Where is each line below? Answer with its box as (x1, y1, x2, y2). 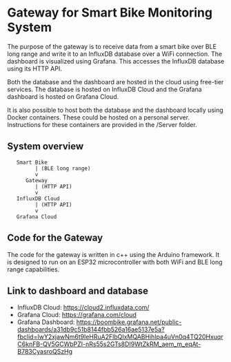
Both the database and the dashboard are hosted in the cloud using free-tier (7, 77, 224, 86)
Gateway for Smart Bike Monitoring (7, 5, 212, 21)
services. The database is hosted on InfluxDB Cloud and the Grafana (7, 85, 202, 93)
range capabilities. (7, 265, 60, 274)
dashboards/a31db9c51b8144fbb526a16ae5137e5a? (17, 325, 165, 334)
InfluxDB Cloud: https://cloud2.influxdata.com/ (17, 303, 150, 312)
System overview (7, 140, 84, 153)
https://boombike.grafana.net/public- (76, 318, 182, 326)
